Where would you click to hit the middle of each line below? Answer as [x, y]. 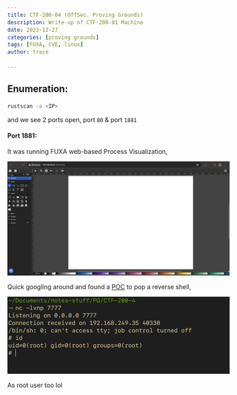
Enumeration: [38, 89]
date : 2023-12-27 [33, 30]
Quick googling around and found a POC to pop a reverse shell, [99, 286]
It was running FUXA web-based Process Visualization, [87, 151]
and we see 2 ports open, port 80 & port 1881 [72, 119]
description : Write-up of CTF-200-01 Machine [75, 22]
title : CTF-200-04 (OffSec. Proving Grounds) [75, 15]
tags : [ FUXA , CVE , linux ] [45, 45]
